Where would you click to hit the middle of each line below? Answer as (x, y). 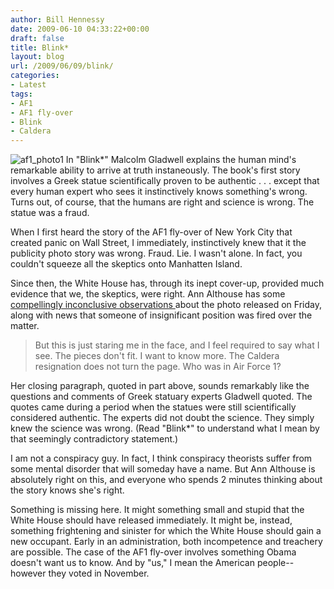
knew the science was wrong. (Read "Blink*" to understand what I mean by (165, 428)
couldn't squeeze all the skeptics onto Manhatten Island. (126, 264)
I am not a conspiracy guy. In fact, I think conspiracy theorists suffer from (161, 458)
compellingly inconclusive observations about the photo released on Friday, (166, 305)
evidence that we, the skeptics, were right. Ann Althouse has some (148, 294)
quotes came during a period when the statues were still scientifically (153, 407)
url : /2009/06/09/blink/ (62, 66)
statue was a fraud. (50, 213)
